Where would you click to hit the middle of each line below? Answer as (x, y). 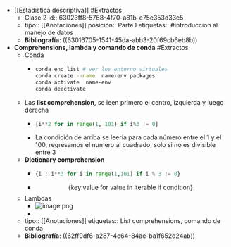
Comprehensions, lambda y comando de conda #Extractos (101, 47)
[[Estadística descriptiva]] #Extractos (68, 10)
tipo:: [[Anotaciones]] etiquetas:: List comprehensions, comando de (122, 221)
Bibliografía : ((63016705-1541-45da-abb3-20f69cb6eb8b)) (111, 40)
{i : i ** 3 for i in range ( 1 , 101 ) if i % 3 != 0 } (108, 174)
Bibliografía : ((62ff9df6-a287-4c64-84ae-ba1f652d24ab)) (110, 236)
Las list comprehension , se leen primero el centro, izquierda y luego (124, 102)
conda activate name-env (73, 82)
